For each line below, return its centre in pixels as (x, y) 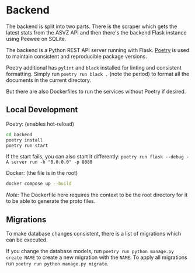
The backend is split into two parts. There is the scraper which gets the (92, 26)
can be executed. (27, 240)
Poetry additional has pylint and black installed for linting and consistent (94, 67)
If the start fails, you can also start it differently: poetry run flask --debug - (97, 157)
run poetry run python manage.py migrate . (58, 264)
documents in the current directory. (49, 80)
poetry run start (27, 146)
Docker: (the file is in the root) (42, 173)
